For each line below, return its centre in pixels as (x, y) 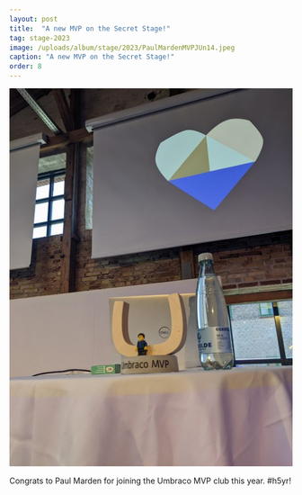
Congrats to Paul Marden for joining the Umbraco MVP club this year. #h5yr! (151, 481)
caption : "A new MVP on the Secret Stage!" (92, 57)
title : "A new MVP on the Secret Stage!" (90, 28)
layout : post (34, 19)
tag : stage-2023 (40, 38)
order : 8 (26, 67)
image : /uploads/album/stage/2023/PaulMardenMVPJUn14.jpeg (122, 48)
